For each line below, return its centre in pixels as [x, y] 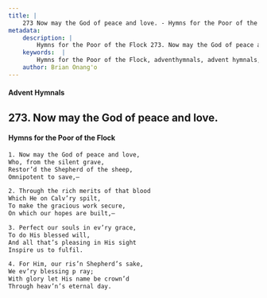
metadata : [25, 30]
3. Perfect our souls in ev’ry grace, [72, 227]
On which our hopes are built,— [62, 214]
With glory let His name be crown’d [69, 279]
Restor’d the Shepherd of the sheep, [71, 169]
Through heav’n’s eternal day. [60, 287]
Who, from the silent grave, [56, 162]
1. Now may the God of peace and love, [74, 155]
